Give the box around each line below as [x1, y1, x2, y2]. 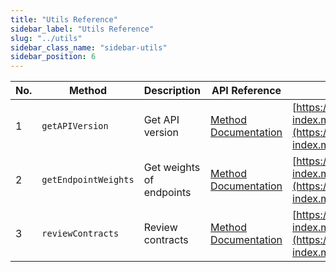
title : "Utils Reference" [10, 14, 118, 25]
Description [143, 84, 202, 98]
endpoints [143, 186, 192, 200]
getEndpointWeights [41, 174, 135, 186]
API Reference [211, 84, 282, 98]
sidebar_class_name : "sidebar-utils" [10, 42, 168, 53]
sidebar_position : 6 [10, 52, 97, 62]
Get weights [143, 161, 201, 175]
